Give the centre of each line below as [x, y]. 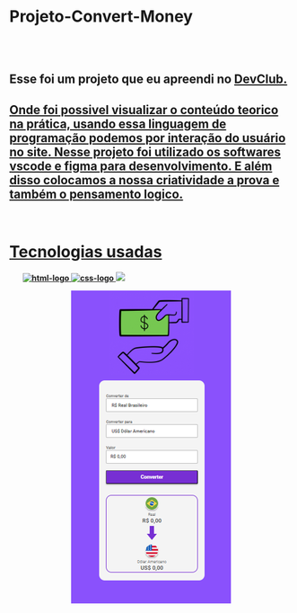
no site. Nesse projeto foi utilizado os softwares [145, 151]
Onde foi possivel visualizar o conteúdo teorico [144, 110]
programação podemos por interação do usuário [148, 138]
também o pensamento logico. [96, 194]
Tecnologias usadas [86, 252]
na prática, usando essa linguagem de [118, 124]
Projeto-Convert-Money [101, 17]
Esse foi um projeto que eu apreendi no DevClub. [148, 80]
